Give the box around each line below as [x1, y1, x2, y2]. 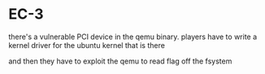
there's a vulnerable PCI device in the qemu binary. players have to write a [8, 32, 258, 41]
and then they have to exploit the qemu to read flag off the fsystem [8, 56, 232, 66]
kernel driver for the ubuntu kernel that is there [8, 40, 165, 50]
